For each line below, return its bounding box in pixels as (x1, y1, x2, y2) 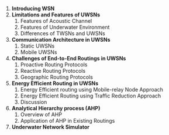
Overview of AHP (20, 111, 63, 118)
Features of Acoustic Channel (20, 18, 92, 24)
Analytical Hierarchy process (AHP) (11, 105, 101, 112)
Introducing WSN (11, 5, 55, 12)
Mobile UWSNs (20, 49, 57, 55)
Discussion (20, 99, 47, 105)
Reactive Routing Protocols (20, 67, 86, 74)
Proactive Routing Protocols (20, 61, 88, 68)
